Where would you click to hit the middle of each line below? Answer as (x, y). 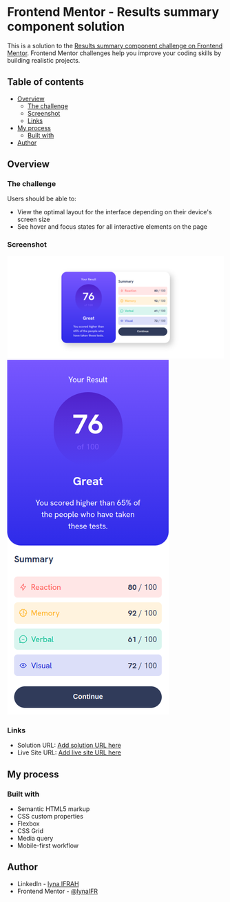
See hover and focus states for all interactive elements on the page (112, 227)
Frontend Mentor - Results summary (113, 12)
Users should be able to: (42, 199)
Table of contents (45, 82)
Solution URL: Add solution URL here (69, 746)
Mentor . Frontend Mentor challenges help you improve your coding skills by (114, 53)
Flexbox (28, 823)
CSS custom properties (50, 816)
